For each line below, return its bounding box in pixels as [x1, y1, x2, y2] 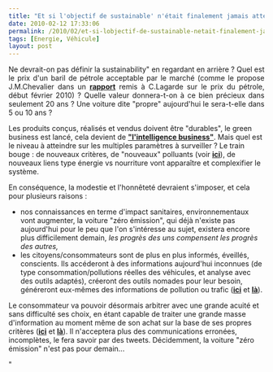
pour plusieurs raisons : [8, 191, 88, 201]
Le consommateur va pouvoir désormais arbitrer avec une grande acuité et [8, 300, 260, 310]
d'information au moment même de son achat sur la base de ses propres [8, 318, 252, 328]
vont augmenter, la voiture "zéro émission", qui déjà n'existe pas [19, 216, 236, 225]
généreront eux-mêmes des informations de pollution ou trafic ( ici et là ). [19, 285, 262, 295]
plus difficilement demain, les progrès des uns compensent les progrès [19, 233, 258, 243]
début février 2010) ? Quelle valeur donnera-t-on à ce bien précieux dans [8, 90, 265, 100]
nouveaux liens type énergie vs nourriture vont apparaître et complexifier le [8, 158, 262, 168]
